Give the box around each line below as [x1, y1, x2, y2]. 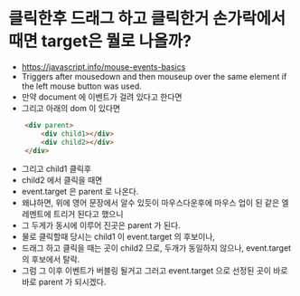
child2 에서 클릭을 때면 [21, 175, 103, 186]
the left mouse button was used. [21, 81, 142, 91]
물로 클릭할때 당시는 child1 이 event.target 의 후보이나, [21, 232, 216, 243]
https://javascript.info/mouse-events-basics [21, 61, 186, 72]
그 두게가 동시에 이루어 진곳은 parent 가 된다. [21, 220, 182, 231]
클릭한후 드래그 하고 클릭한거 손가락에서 [8, 8, 286, 29]
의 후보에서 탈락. [21, 254, 80, 265]
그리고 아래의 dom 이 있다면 [21, 102, 121, 113]
